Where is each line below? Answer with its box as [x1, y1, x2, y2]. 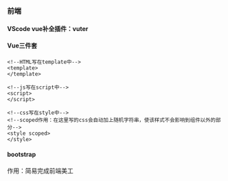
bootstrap [7, 150, 36, 159]
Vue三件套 [7, 41, 38, 50]
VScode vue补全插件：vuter [7, 24, 89, 32]
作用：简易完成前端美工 [7, 167, 73, 175]
